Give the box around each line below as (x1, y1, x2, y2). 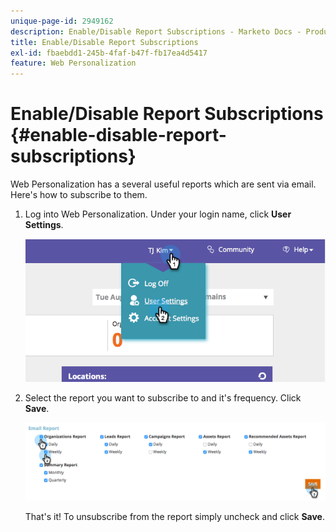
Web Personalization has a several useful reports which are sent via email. (10, 178, 317, 190)
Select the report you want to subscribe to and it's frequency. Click (24, 391, 302, 404)
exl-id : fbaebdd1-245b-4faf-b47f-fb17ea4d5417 (10, 48, 208, 58)
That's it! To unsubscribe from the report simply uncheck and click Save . (24, 511, 326, 523)
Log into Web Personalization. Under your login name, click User (24, 208, 292, 220)
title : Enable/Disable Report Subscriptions (10, 37, 199, 47)
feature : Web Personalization (10, 58, 137, 69)
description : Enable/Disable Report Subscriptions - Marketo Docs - (10, 26, 302, 37)
